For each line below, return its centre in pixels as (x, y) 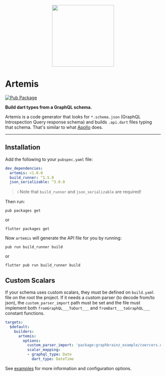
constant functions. (25, 313)
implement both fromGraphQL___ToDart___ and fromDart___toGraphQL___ (78, 308)
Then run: (15, 202)
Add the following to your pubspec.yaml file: (49, 159)
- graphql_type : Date (49, 355)
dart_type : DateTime (53, 359)
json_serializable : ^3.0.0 (37, 182)
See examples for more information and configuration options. (68, 368)
